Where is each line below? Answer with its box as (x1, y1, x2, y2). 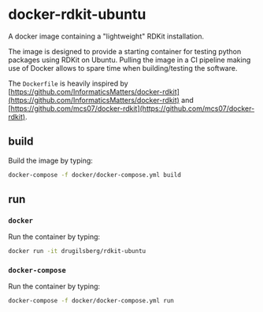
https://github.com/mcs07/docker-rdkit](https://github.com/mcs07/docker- (10, 104, 255, 113)
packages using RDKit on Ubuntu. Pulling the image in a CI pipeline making (8, 55, 251, 64)
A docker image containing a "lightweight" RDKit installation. (8, 31, 205, 41)
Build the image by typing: (8, 156, 93, 165)
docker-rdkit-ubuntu (8, 6, 146, 24)
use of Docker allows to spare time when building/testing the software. (8, 63, 238, 72)
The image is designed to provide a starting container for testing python (8, 46, 242, 56)
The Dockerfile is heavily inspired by (8, 79, 128, 88)
